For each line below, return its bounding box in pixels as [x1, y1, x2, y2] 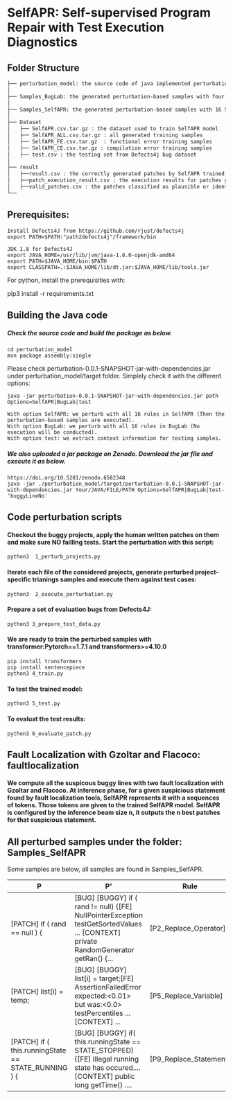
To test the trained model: [7, 685, 83, 693]
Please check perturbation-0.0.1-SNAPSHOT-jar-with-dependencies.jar [7, 364, 211, 372]
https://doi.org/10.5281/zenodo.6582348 [7, 474, 126, 481]
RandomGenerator [74, 945, 135, 955]
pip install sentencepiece [7, 664, 85, 671]
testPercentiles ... [74, 1008, 131, 1018]
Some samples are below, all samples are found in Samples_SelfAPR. [7, 865, 204, 874]
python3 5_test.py [7, 700, 60, 707]
